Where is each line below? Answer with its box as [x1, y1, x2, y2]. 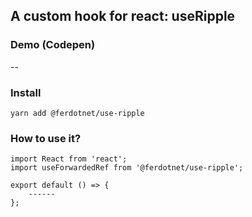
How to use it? [10, 131, 82, 145]
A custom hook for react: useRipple [10, 8, 236, 25]
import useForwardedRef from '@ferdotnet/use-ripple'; [10, 163, 244, 173]
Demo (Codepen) [10, 38, 96, 52]
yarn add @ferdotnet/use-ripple [10, 108, 145, 118]
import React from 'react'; [10, 154, 128, 164]
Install [10, 85, 42, 99]
